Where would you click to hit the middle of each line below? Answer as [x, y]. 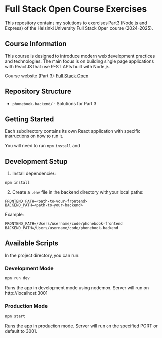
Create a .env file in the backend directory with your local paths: [78, 192]
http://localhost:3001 [26, 293]
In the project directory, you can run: [42, 255]
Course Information [36, 44]
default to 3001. [21, 331]
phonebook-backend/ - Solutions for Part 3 [54, 103]
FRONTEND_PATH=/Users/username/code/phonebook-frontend [64, 224]
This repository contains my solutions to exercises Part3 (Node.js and [76, 23]
